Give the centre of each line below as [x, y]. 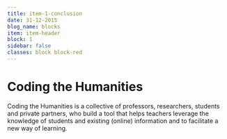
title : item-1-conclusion [45, 14]
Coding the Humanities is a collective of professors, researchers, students [113, 106]
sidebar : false [29, 46]
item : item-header [34, 33]
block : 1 [20, 40]
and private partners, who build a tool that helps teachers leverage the [108, 113]
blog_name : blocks [34, 26]
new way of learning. [37, 128]
